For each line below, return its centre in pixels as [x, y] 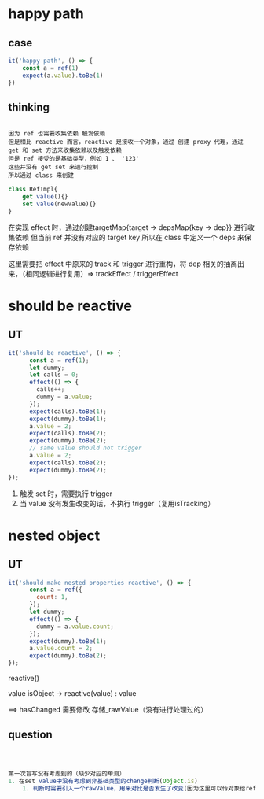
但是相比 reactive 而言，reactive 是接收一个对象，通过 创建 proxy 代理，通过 [126, 142]
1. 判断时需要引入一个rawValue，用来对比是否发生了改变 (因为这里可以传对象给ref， [142, 788]
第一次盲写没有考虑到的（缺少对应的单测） [67, 773]
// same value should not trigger [86, 448]
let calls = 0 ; [54, 375]
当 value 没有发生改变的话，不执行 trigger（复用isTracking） [117, 503]
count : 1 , [52, 597]
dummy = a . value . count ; [75, 627]
